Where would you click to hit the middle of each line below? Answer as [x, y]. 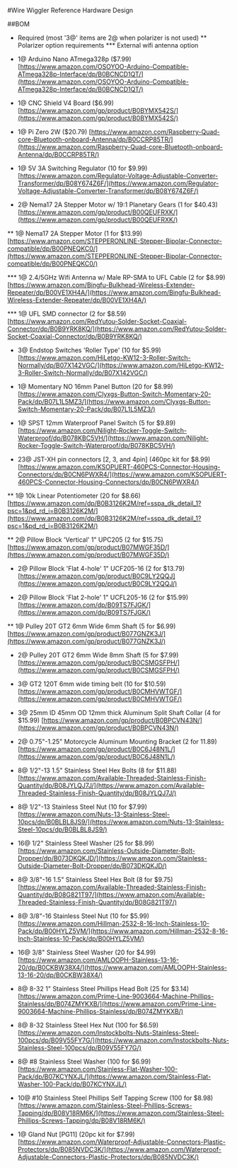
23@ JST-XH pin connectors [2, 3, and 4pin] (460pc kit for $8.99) [114, 459]
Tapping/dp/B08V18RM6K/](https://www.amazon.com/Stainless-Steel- [121, 1113]
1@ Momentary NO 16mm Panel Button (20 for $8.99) [95, 387]
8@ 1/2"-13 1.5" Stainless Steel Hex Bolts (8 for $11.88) [97, 770]
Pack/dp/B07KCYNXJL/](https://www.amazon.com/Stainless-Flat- [114, 1076]
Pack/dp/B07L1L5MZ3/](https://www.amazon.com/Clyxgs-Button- [114, 402]
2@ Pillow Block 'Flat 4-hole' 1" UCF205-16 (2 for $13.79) [101, 568]
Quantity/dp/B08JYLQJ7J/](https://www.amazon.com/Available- [111, 785]
